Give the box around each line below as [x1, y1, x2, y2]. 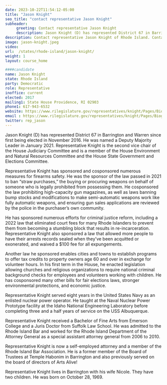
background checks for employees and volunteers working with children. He [5, 272, 162, 278]
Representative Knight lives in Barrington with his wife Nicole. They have [5, 369, 154, 375]
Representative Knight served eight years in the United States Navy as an [5, 292, 156, 298]
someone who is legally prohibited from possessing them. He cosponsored [5, 184, 159, 190]
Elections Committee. [5, 158, 49, 164]
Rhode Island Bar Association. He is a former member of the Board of [5, 348, 147, 354]
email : [5, 114, 21, 119]
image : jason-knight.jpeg [5, 40, 59, 45]
